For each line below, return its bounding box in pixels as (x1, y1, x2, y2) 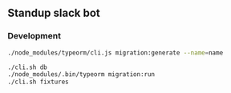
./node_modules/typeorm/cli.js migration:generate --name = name (7, 48, 224, 57)
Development (7, 30, 62, 42)
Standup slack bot (7, 6, 101, 20)
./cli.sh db (7, 63, 47, 71)
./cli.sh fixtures (7, 78, 69, 87)
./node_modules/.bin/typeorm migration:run (7, 71, 156, 79)
